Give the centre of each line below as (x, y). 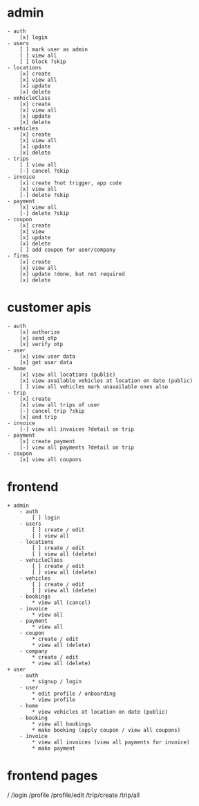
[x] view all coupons (50, 459)
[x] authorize (40, 332)
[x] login (34, 37)
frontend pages (53, 775)
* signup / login (57, 681)
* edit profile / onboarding (74, 694)
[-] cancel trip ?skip (52, 411)
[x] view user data (48, 356)
